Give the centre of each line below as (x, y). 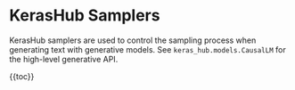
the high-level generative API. (64, 59)
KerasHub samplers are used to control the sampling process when (133, 40)
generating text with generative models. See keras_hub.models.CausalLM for (148, 49)
